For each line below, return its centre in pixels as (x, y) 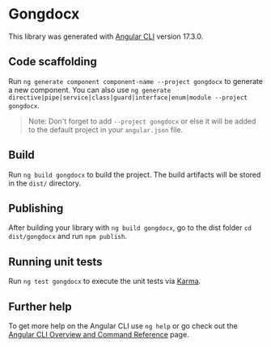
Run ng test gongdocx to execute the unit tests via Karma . (105, 281)
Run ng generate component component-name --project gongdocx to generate (135, 81)
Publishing (36, 208)
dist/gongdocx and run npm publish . (68, 236)
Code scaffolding (53, 62)
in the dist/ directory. (45, 183)
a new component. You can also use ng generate (90, 90)
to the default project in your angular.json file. (106, 129)
